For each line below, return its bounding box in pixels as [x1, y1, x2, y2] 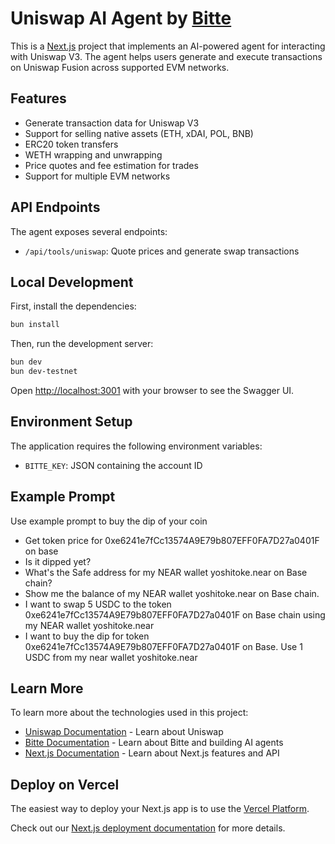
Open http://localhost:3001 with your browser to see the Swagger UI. [10, 385, 295, 396]
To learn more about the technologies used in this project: [10, 707, 249, 719]
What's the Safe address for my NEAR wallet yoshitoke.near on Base [24, 566, 308, 578]
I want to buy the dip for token [24, 630, 150, 642]
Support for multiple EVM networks [24, 170, 171, 182]
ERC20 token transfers [24, 138, 119, 150]
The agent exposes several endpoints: [10, 225, 168, 237]
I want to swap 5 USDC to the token [24, 598, 172, 610]
